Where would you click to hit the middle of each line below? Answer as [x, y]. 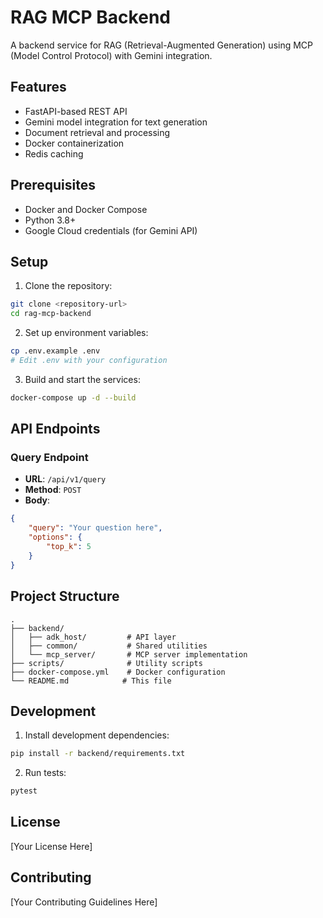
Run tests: [45, 773]
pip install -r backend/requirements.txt [98, 754]
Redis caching [54, 153]
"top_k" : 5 [69, 547]
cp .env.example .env [55, 351]
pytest [24, 791]
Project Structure [65, 596]
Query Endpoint [49, 458]
